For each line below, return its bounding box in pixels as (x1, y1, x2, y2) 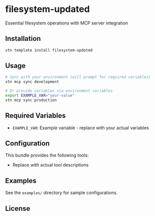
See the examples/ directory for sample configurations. (5, 190, 118, 196)
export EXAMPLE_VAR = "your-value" (5, 93, 75, 98)
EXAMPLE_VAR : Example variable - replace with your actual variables (12, 125, 149, 131)
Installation (5, 34, 41, 43)
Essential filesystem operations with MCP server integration (5, 20, 128, 26)
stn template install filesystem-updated (5, 47, 93, 53)
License (5, 204, 30, 213)
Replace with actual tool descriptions (12, 162, 89, 168)
